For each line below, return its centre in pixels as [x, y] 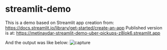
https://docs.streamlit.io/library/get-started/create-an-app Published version [84, 27]
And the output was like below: [37, 42]
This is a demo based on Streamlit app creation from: [60, 23]
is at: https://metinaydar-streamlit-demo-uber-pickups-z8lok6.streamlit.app [83, 33]
